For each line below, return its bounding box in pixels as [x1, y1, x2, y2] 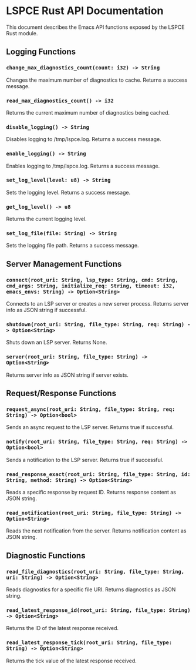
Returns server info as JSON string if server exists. [6, 371, 129, 378]
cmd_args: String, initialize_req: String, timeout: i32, [6, 282, 175, 289]
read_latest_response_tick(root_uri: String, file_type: [6, 639, 173, 646]
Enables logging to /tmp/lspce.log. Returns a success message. [6, 162, 160, 169]
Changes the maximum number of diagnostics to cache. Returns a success [6, 76, 188, 83]
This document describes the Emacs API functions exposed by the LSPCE [6, 24, 185, 31]
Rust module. [6, 29, 38, 36]
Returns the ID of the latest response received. [6, 625, 119, 632]
